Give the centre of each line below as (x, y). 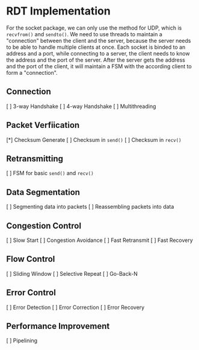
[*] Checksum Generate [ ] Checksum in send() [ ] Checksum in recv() (94, 139)
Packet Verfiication (43, 125)
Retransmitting (35, 158)
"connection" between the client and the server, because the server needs (99, 40)
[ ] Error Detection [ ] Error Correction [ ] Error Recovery (75, 307)
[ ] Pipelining (22, 341)
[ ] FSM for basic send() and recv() (50, 173)
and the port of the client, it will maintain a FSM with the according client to (99, 66)
